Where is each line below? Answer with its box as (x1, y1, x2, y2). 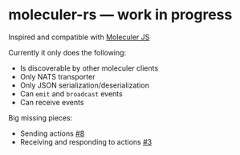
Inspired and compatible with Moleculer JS (8, 32, 150, 42)
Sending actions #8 (19, 128, 85, 138)
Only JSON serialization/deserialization (19, 80, 150, 90)
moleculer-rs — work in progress (8, 6, 233, 24)
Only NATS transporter (19, 71, 96, 81)
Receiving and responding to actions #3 (19, 137, 153, 146)
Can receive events (19, 97, 84, 107)
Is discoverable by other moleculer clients (19, 63, 159, 73)
